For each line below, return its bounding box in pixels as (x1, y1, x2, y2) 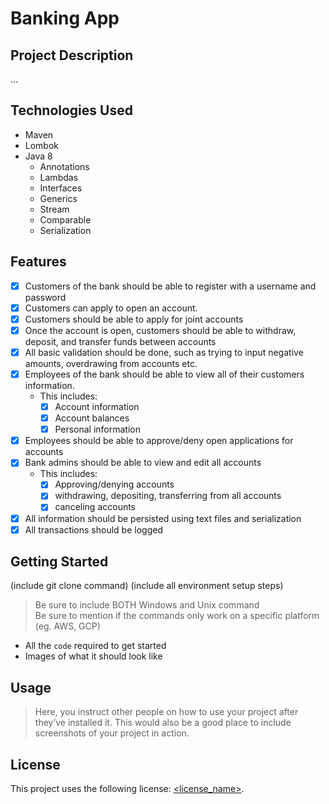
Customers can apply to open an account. (24, 302, 198, 314)
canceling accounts (54, 501, 137, 513)
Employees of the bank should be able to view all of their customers (24, 368, 305, 380)
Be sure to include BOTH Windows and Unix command (34, 599, 260, 611)
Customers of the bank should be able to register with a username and (24, 280, 317, 292)
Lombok (24, 139, 60, 151)
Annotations (39, 160, 90, 172)
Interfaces (39, 182, 83, 194)
